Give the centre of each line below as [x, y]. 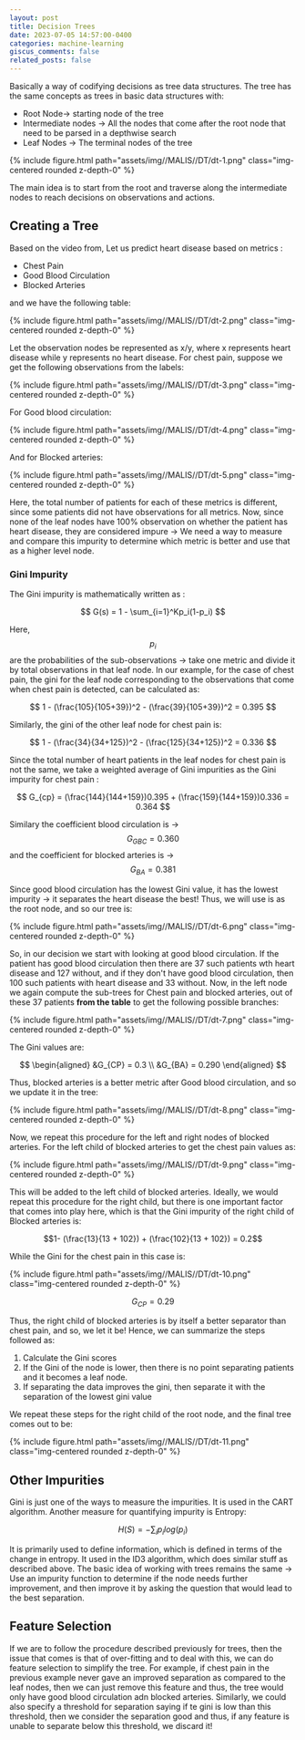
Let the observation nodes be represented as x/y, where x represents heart [150, 347]
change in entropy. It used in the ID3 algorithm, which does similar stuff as [149, 1559]
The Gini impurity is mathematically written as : [97, 595]
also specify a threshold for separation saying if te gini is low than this [140, 1706]
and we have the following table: [70, 303]
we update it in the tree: [54, 1092]
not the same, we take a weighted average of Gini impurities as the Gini [143, 769]
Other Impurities [57, 1480]
